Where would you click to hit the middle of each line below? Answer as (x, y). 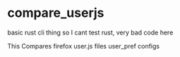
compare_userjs (56, 13)
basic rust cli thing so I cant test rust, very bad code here (90, 32)
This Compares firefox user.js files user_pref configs (84, 46)
